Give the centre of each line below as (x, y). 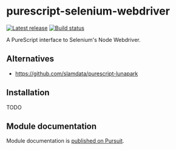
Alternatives (30, 59)
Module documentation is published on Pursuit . (65, 141)
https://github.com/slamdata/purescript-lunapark (76, 73)
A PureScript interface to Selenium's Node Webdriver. (73, 39)
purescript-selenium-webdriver (88, 11)
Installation (28, 93)
